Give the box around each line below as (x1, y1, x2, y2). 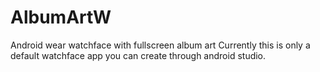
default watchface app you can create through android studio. (10, 49, 267, 61)
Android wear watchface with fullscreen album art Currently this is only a (10, 39, 311, 51)
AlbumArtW (10, 6, 112, 29)
